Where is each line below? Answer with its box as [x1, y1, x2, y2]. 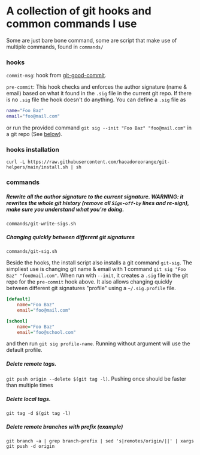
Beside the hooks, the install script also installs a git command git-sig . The [6, 259, 193, 266]
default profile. [6, 346, 43, 354]
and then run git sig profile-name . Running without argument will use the [6, 340, 190, 347]
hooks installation [6, 145, 60, 153]
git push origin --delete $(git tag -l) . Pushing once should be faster [6, 375, 187, 382]
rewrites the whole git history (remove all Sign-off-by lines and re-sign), [6, 199, 190, 206]
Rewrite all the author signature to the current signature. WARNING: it [6, 193, 184, 200]
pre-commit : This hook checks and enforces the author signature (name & [6, 83, 187, 91]
